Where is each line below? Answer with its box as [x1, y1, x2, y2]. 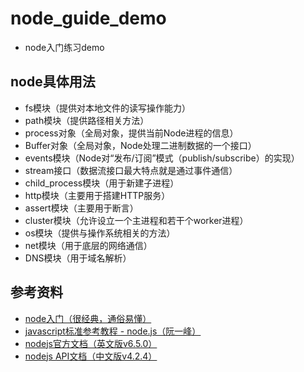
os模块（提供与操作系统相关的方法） [24, 227, 176, 239]
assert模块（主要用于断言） [24, 202, 139, 214]
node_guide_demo [10, 7, 167, 30]
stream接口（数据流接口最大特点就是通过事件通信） [24, 164, 238, 176]
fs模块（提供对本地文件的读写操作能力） [24, 102, 192, 114]
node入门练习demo [24, 41, 105, 53]
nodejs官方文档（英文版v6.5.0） [24, 337, 158, 349]
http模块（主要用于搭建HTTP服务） [24, 189, 171, 201]
